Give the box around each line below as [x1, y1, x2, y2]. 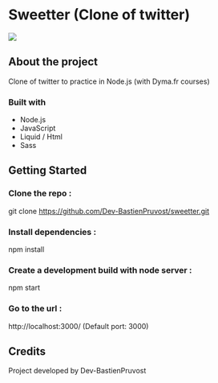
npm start [8, 283, 41, 293]
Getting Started [8, 163, 87, 178]
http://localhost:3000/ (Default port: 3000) [8, 321, 149, 331]
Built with [8, 97, 46, 108]
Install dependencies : [8, 226, 97, 237]
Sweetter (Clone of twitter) [8, 6, 191, 24]
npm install [8, 245, 45, 254]
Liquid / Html [19, 132, 63, 142]
